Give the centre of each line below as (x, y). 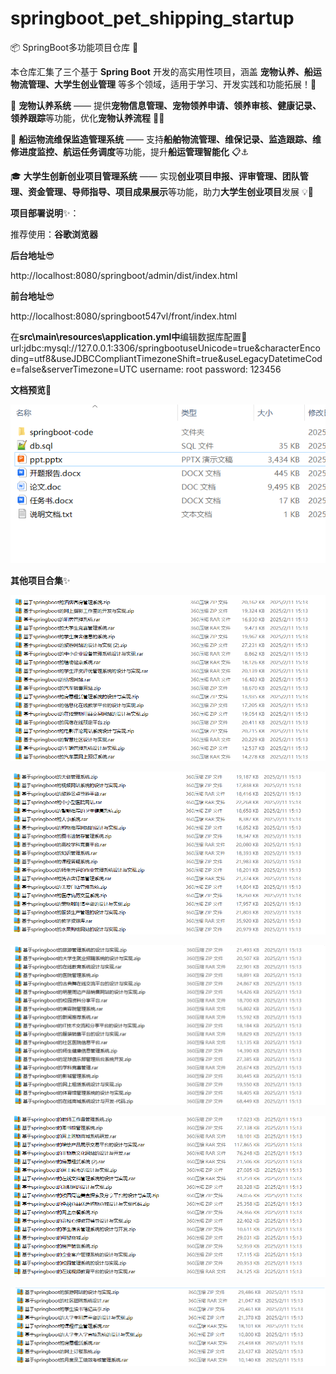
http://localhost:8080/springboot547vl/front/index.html (123, 316)
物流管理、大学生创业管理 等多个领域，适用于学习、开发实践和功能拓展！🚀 (163, 84)
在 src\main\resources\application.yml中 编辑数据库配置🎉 (129, 336)
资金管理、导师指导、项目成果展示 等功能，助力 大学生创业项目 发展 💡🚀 (170, 191)
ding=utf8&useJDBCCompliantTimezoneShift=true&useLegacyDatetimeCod (166, 358)
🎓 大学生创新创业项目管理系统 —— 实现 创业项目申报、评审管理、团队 (155, 176)
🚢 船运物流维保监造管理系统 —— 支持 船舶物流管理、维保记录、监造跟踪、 (161, 139)
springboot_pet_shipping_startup (152, 18)
